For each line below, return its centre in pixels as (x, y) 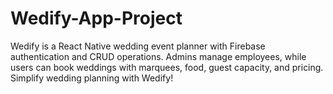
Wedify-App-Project (96, 18)
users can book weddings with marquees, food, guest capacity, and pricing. (167, 67)
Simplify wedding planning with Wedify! (92, 78)
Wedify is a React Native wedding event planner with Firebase (138, 46)
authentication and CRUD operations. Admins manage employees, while (158, 56)
